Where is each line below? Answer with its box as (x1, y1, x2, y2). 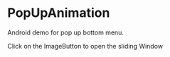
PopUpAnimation (7, 5, 110, 21)
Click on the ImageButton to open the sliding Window (7, 42, 164, 50)
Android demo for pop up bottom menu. (7, 28, 124, 37)
